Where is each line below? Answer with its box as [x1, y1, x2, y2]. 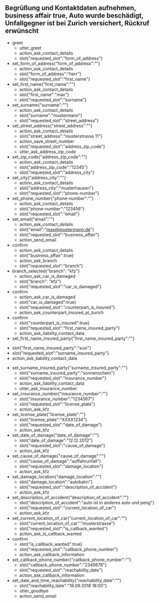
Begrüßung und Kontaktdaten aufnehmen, [5, 4, 136, 12]
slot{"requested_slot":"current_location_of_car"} [19, 505, 116, 511]
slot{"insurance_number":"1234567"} [19, 395, 94, 402]
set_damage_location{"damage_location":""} [12, 474, 102, 479]
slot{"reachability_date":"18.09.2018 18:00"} [19, 582, 107, 588]
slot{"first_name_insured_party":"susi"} [12, 345, 91, 351]
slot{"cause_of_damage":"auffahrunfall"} [19, 458, 101, 464]
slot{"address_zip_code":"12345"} [19, 164, 88, 170]
